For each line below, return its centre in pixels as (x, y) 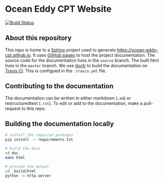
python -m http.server (28, 176)
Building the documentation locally (59, 124)
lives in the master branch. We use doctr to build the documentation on (76, 65)
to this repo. (34, 108)
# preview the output (27, 166)
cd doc (12, 153)
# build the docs (23, 149)
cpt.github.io (18, 55)
